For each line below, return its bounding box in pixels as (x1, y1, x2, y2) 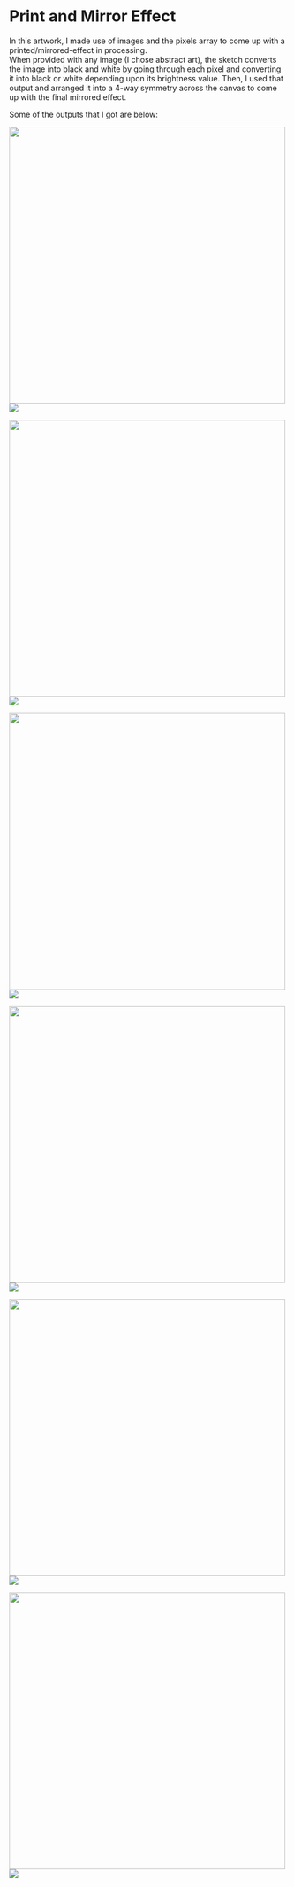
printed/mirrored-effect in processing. (9, 44, 147, 55)
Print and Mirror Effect (9, 6, 177, 27)
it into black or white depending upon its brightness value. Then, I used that (9, 73, 284, 83)
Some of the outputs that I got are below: (9, 109, 159, 119)
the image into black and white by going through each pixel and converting (9, 64, 282, 74)
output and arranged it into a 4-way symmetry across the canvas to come (9, 82, 278, 93)
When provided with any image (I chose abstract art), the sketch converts (9, 54, 277, 65)
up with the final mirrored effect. (9, 91, 127, 103)
